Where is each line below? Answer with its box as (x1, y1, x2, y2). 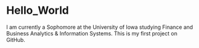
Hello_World (6, 4, 70, 17)
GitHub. (6, 36, 25, 43)
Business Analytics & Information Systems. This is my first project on (6, 29, 177, 37)
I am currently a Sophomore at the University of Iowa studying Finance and (6, 23, 194, 31)
